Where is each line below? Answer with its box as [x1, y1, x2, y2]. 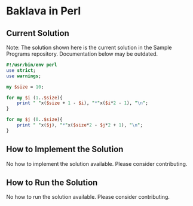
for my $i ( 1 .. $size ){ [6, 95, 63, 101]
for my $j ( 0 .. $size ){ [6, 117, 63, 123]
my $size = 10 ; [6, 84, 44, 90]
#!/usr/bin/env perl [6, 62, 58, 68]
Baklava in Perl [6, 4, 81, 18]
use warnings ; [6, 73, 42, 79]
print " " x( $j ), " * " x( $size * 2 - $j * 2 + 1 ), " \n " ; [17, 122, 143, 128]
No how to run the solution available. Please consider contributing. [6, 193, 170, 201]
